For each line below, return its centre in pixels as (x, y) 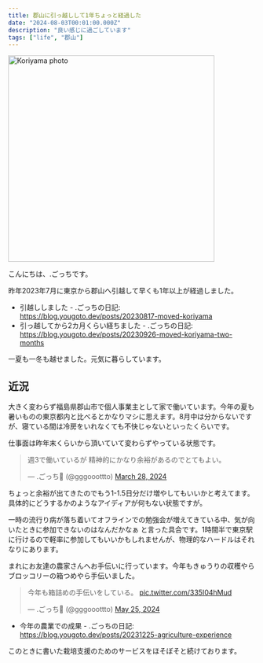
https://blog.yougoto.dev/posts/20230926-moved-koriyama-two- (126, 334)
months (32, 343)
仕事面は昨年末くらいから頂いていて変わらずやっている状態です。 (114, 443)
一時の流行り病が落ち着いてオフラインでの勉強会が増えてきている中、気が (128, 520)
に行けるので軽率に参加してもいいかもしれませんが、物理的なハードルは (124, 540)
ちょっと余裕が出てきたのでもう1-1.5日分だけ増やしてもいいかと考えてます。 (131, 493)
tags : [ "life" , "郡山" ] (46, 37)
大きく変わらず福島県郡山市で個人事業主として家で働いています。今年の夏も (131, 407)
